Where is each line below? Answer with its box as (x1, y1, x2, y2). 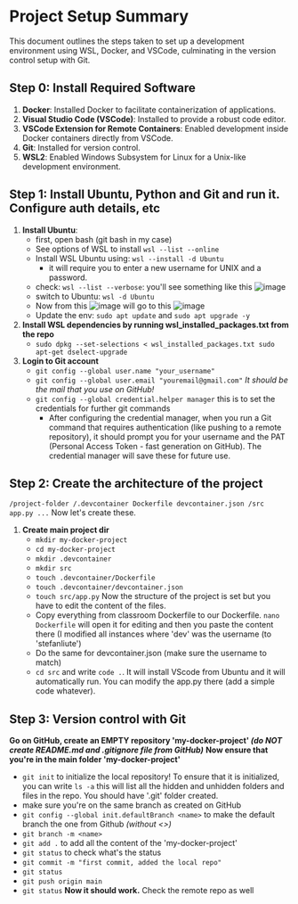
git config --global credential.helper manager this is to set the (35, 393, 276, 404)
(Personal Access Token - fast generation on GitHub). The (48, 440, 262, 451)
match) (35, 657, 62, 668)
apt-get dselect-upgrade (35, 348, 128, 357)
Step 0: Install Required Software (9, 80, 196, 95)
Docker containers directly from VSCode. (21, 132, 173, 144)
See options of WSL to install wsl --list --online (35, 243, 220, 254)
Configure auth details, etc (9, 201, 161, 216)
